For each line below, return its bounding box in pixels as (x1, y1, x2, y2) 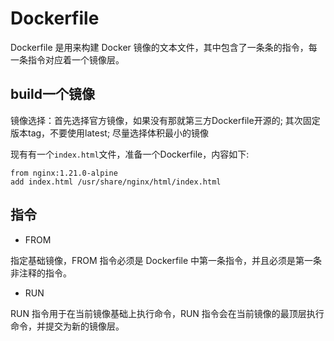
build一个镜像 (10, 86, 95, 103)
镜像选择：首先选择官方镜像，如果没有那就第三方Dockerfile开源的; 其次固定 (10, 114, 321, 126)
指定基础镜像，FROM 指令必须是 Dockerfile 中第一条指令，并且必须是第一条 (10, 254, 323, 266)
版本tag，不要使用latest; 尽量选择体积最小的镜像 (10, 127, 210, 139)
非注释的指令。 (10, 267, 72, 279)
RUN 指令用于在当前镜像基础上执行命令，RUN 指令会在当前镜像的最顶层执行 (10, 307, 325, 319)
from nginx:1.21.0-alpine (10, 168, 118, 178)
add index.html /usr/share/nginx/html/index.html (10, 177, 222, 187)
